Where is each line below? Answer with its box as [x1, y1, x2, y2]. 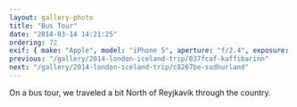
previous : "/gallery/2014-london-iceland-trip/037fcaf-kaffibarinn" [9, 54, 269, 63]
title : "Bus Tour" [9, 21, 78, 30]
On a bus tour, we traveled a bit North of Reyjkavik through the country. [9, 86, 271, 98]
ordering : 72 [9, 37, 58, 47]
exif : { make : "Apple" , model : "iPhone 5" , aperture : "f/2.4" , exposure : [9, 46, 290, 55]
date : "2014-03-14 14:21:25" [9, 29, 118, 38]
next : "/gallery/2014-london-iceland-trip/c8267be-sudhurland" [9, 63, 250, 72]
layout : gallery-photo [9, 12, 94, 22]
